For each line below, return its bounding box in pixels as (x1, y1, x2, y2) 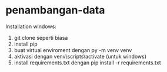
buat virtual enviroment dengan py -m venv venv (14, 46, 132, 53)
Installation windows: (5, 23, 56, 30)
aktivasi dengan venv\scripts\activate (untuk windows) (14, 53, 147, 60)
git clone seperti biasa (14, 34, 68, 41)
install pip (14, 40, 38, 47)
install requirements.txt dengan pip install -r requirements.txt (14, 59, 161, 66)
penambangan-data (5, 4, 105, 17)
